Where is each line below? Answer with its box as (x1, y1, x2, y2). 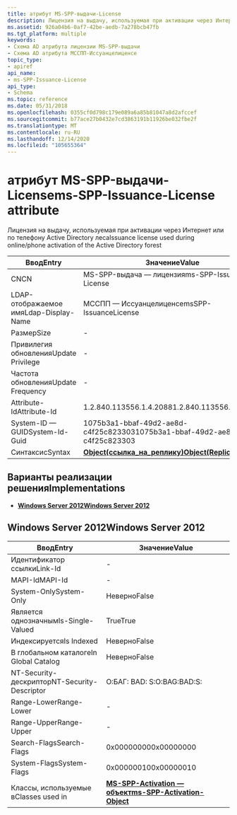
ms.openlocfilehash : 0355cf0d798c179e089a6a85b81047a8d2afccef (7, 109, 197, 116)
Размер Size (11, 328, 51, 338)
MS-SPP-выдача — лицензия (83, 270, 186, 279)
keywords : (7, 37, 37, 44)
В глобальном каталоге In (11, 647, 97, 657)
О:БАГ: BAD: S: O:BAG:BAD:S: (105, 676, 202, 686)
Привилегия (11, 340, 53, 349)
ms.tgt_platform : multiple (7, 30, 87, 37)
